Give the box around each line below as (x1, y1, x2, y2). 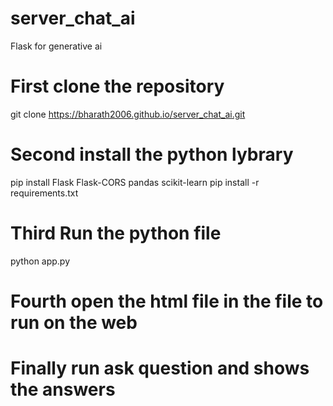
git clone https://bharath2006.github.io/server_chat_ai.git (10, 108, 246, 120)
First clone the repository (10, 75, 225, 98)
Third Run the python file (10, 222, 222, 244)
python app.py (10, 255, 71, 267)
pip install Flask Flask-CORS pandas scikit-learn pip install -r (10, 176, 260, 188)
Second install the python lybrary (10, 143, 294, 166)
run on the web (10, 311, 138, 334)
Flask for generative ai (10, 40, 103, 52)
